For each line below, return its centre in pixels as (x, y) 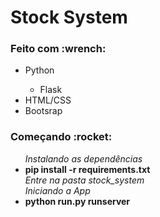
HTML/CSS (48, 100)
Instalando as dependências (83, 158)
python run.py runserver (77, 201)
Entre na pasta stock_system (84, 180)
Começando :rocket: (61, 137)
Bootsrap (43, 111)
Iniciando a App (57, 190)
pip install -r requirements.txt (87, 169)
